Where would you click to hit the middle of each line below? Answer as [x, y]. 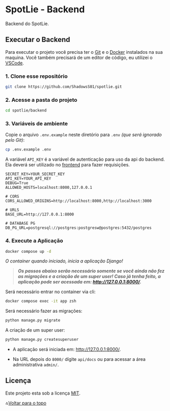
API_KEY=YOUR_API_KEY [28, 179]
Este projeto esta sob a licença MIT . [43, 393]
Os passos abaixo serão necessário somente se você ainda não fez [91, 271]
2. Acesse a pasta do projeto [41, 100]
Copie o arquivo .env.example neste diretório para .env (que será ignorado [83, 135]
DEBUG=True [17, 183]
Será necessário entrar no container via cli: [51, 292]
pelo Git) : [15, 140]
